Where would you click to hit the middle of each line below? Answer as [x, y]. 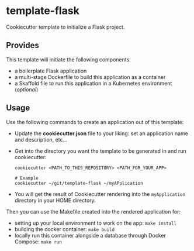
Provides [22, 45]
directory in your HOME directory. [55, 200]
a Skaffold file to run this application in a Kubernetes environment [93, 83]
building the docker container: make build [65, 229]
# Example [27, 178]
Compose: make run [38, 242]
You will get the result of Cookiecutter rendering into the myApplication [100, 194]
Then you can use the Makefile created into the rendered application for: [93, 211]
